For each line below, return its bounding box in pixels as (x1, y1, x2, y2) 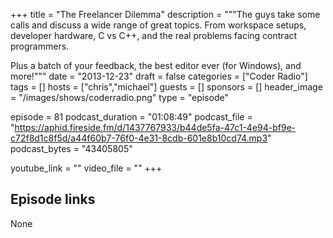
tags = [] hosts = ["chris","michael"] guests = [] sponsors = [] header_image (10, 81, 323, 93)
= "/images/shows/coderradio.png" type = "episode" (10, 92, 230, 103)
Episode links (10, 191, 96, 208)
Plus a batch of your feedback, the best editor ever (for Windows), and (10, 60, 302, 71)
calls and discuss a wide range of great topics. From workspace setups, (10, 19, 307, 31)
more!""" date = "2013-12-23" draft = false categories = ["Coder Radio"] (10, 70, 308, 82)
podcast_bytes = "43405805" (10, 143, 133, 154)
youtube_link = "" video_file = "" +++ (10, 162, 163, 174)
